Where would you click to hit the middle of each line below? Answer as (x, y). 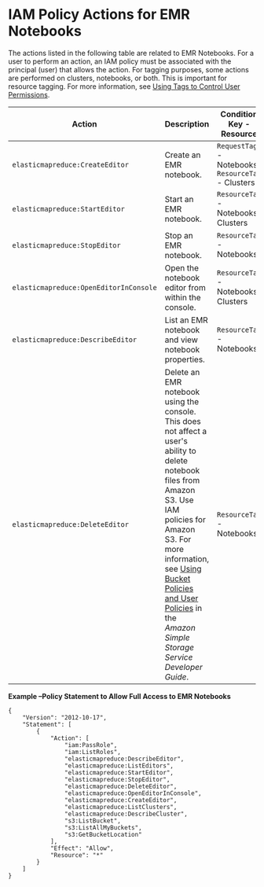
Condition (239, 114)
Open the (181, 267)
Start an (179, 199)
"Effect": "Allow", (82, 848)
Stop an (179, 235)
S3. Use (179, 499)
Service (179, 657)
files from (182, 480)
